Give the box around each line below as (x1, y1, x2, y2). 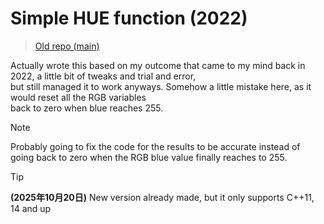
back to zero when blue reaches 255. (10, 102, 164, 114)
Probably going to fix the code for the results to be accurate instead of (10, 140, 301, 152)
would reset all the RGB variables (10, 91, 147, 103)
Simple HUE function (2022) (10, 7, 248, 30)
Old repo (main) (34, 40, 100, 52)
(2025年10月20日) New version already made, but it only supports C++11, (10, 191, 315, 203)
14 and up (10, 202, 52, 214)
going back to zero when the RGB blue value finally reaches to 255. (10, 151, 288, 163)
